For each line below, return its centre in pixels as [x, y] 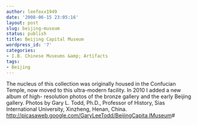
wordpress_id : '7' [29, 45]
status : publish [26, 34]
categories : [21, 51]
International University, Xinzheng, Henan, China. [67, 109]
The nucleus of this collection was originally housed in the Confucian [91, 84]
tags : [13, 61]
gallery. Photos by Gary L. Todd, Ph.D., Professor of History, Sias [86, 103]
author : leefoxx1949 [32, 12]
